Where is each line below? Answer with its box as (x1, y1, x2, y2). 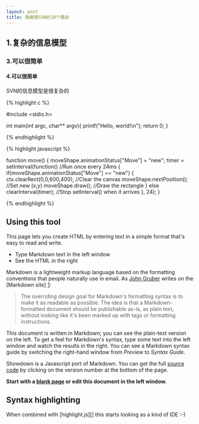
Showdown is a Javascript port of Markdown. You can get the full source (6, 360, 185, 367)
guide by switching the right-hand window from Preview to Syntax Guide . (6, 348, 186, 356)
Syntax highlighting (6, 395, 81, 405)
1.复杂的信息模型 (6, 37, 67, 48)
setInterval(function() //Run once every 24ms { (6, 163, 121, 170)
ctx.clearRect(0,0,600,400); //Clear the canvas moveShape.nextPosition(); (6, 176, 188, 183)
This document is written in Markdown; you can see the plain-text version (6, 329, 187, 337)
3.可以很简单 (6, 57, 43, 65)
